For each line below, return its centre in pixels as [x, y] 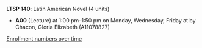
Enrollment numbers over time [44, 39]
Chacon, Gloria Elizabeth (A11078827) [62, 27]
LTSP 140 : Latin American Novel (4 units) [58, 9]
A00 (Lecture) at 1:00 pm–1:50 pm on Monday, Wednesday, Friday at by [106, 20]
